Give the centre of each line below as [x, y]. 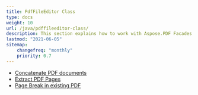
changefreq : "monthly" [45, 50]
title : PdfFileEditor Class [41, 12]
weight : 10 [20, 23]
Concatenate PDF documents [51, 72]
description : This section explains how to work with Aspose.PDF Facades [99, 34]
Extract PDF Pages [38, 79]
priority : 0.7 [34, 56]
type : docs [20, 17]
